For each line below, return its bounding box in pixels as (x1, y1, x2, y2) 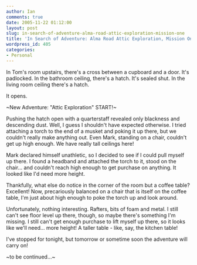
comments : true (6, 14, 43, 20)
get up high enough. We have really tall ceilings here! (6, 140, 134, 147)
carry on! (6, 241, 28, 249)
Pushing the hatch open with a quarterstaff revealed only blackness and (6, 115, 180, 122)
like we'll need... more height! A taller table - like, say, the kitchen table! (6, 224, 178, 231)
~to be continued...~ (6, 253, 56, 260)
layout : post (6, 25, 38, 31)
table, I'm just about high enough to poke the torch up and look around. (6, 194, 178, 201)
